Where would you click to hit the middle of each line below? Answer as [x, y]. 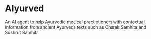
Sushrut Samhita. [23, 32]
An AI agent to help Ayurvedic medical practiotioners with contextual [75, 22]
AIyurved [25, 9]
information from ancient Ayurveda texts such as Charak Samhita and [76, 27]
